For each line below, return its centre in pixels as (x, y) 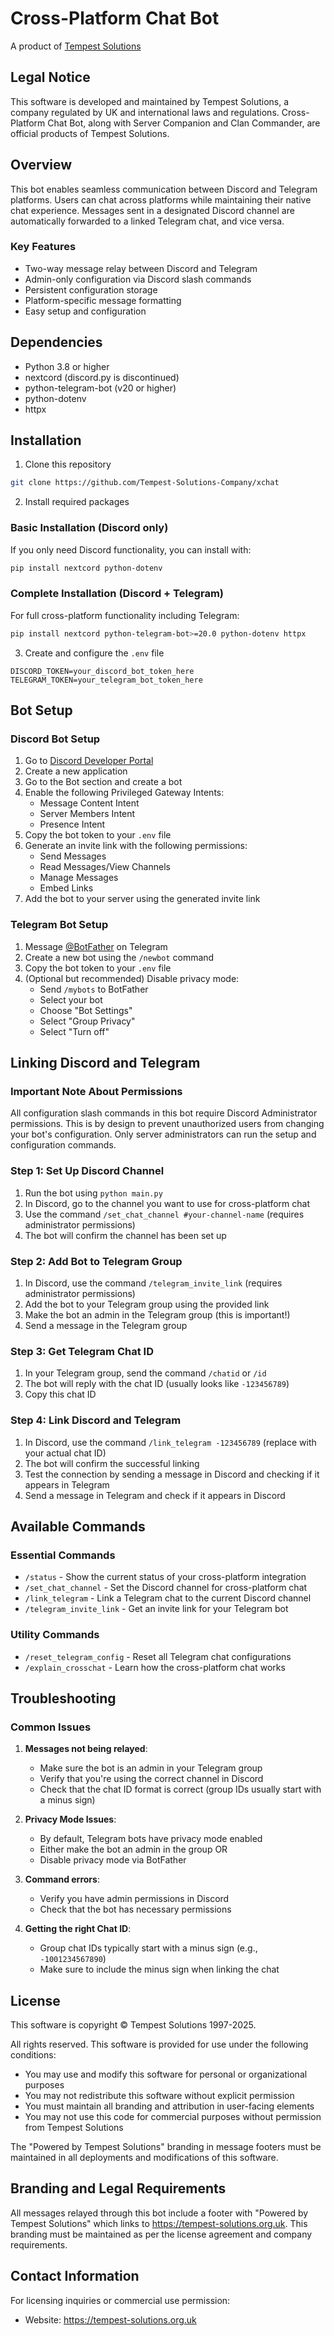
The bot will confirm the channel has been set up (125, 1235)
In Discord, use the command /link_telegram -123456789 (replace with (170, 1442)
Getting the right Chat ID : (78, 1929)
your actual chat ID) (65, 1453)
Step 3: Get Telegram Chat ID (82, 1351)
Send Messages (73, 856)
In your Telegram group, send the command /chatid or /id (145, 1373)
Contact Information (75, 2276)
